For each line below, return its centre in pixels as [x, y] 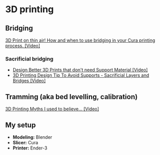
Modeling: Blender [32, 137]
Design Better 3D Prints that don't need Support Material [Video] [80, 70]
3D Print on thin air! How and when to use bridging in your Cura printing [80, 40]
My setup [21, 125]
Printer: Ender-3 [30, 148]
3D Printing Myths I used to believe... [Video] [52, 109]
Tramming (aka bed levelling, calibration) [72, 97]
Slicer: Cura [25, 142]
